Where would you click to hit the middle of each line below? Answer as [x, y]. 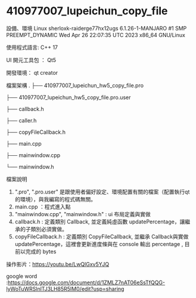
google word [22, 276]
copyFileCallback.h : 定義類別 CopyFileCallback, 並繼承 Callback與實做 [102, 236]
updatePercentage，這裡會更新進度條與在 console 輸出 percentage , [99, 244]
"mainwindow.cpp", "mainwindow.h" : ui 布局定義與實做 [83, 214]
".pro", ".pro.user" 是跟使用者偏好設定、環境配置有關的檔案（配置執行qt [102, 192]
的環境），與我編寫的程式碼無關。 [55, 199]
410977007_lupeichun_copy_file [87, 11]
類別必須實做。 [49, 229]
